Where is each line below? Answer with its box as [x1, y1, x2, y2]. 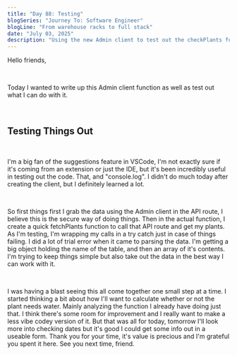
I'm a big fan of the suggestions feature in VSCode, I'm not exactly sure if [7, 157, 221, 166]
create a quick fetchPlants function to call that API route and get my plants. [7, 222, 225, 230]
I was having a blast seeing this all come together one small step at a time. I [7, 287, 227, 295]
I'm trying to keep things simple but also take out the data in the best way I [7, 252, 224, 260]
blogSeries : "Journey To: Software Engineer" [7, 17, 143, 24]
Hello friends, [7, 56, 47, 64]
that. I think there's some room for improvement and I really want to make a [7, 309, 226, 318]
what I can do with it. [7, 91, 68, 100]
